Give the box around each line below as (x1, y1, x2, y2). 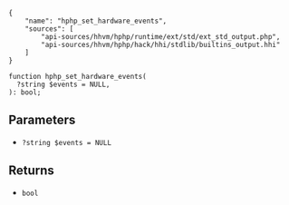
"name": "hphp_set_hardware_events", (24, 16, 168, 25)
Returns (8, 163, 55, 179)
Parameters (8, 112, 76, 128)
